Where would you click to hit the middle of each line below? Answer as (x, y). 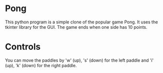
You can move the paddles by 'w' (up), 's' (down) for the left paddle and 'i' (79, 60)
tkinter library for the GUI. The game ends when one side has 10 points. (76, 27)
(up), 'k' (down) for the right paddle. (41, 65)
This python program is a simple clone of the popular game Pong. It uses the (81, 22)
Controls (23, 47)
